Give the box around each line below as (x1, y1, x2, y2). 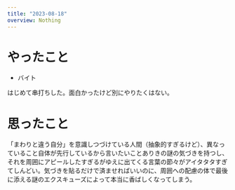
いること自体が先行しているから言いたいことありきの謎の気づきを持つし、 (13, 149, 229, 158)
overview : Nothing (7, 17, 61, 24)
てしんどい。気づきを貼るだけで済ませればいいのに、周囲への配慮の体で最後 (7, 166, 228, 175)
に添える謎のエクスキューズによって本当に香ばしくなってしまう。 (7, 175, 196, 184)
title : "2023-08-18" (7, 10, 68, 18)
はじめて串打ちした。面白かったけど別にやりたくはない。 (7, 88, 173, 97)
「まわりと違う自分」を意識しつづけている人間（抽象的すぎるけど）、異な (7, 140, 220, 149)
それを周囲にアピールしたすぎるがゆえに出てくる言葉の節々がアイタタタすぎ (7, 158, 228, 166)
